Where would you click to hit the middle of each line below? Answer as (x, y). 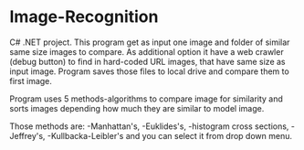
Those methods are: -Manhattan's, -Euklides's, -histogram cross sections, (149, 126)
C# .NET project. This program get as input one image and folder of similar (150, 42)
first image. (31, 80)
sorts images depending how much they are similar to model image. (137, 108)
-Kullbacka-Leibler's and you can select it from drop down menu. (169, 135)
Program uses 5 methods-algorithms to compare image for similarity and (146, 99)
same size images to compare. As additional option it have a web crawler (147, 51)
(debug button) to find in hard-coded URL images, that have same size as (147, 61)
